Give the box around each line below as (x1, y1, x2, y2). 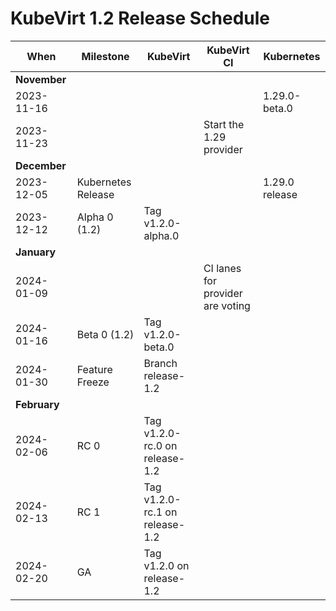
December (15, 158, 67, 172)
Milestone (81, 49, 130, 63)
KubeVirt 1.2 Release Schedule (10, 7, 271, 30)
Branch (143, 356, 178, 370)
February (15, 397, 60, 411)
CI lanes (203, 261, 242, 275)
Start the (203, 117, 245, 131)
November (15, 72, 67, 86)
